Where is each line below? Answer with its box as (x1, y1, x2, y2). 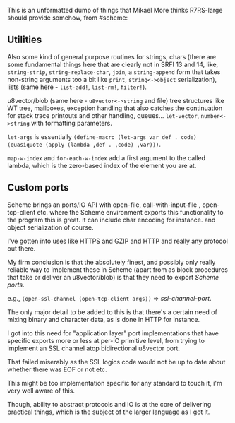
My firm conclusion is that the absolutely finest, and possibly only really (7, 258, 216, 266)
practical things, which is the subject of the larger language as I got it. (7, 407, 210, 416)
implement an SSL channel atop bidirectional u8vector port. (7, 344, 181, 352)
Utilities (7, 34, 42, 46)
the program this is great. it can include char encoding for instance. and (7, 215, 216, 224)
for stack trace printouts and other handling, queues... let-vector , (7, 111, 200, 119)
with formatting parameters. (31, 119, 113, 127)
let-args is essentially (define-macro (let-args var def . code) (7, 132, 198, 141)
